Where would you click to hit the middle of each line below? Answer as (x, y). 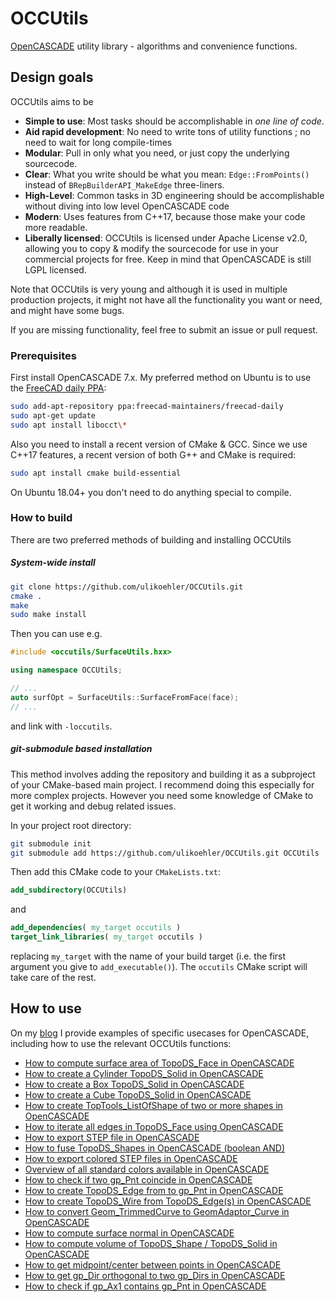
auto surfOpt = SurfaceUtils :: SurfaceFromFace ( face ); (125, 697)
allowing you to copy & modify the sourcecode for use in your (151, 248)
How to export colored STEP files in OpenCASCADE (131, 1158)
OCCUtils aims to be (52, 101)
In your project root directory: (71, 825)
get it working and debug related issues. (93, 806)
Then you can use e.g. (56, 634)
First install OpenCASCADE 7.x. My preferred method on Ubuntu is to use (161, 378)
